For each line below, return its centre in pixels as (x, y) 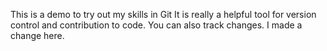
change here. (37, 35)
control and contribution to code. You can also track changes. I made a (156, 25)
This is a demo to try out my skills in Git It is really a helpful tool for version (163, 14)
